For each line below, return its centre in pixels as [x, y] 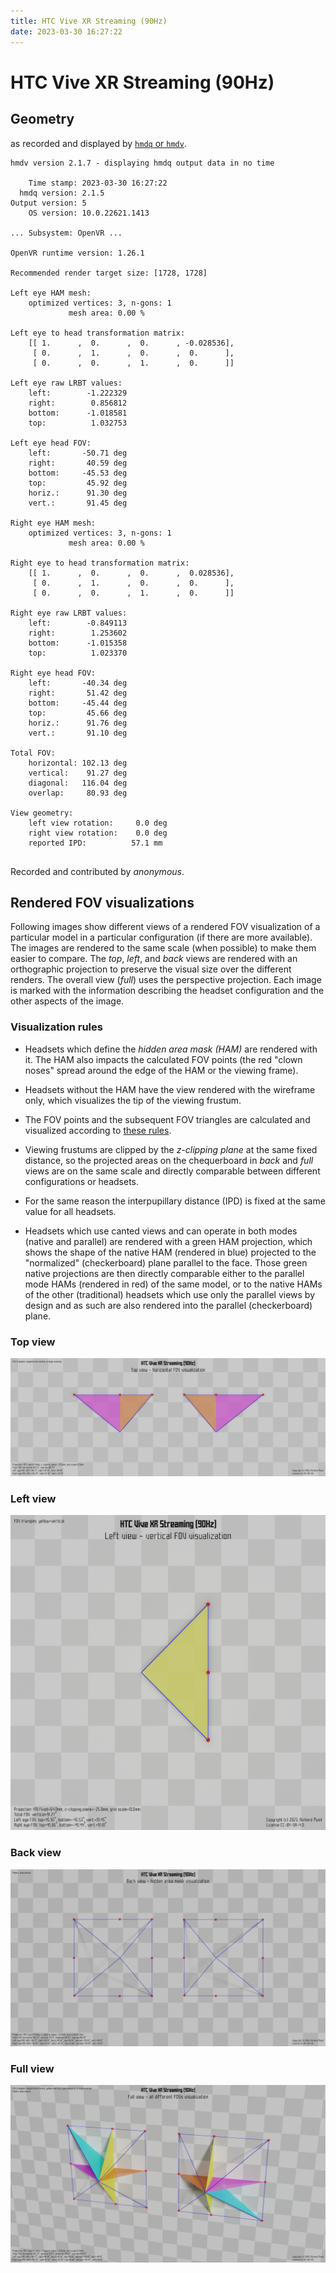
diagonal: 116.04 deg [78, 783]
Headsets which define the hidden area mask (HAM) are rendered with [171, 1049]
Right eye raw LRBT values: [69, 613]
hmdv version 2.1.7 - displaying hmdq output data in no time [142, 163]
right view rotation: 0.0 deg [98, 833]
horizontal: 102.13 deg [78, 763]
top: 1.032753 [78, 423]
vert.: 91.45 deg [78, 503]
